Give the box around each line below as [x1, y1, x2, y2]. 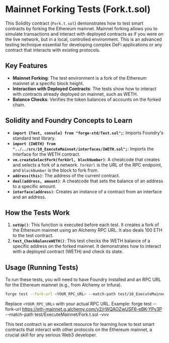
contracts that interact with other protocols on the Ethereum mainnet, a [5, 326, 152, 333]
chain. [12, 102, 26, 108]
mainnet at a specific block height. [12, 80, 84, 86]
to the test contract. [12, 233, 54, 239]
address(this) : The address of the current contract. [12, 172, 120, 178]
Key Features [5, 61, 48, 70]
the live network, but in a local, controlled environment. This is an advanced [5, 36, 162, 42]
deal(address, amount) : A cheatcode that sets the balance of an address [12, 178, 163, 184]
